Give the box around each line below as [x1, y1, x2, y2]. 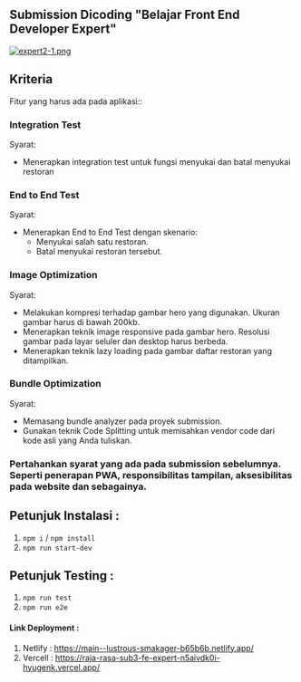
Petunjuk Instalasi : [9, 508, 120, 524]
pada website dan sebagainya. [9, 480, 148, 493]
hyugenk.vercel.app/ [22, 661, 101, 673]
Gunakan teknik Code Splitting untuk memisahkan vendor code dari [22, 425, 275, 436]
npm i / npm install [22, 532, 96, 543]
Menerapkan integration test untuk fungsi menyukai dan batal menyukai [22, 156, 291, 167]
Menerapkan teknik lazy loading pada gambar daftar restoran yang [22, 345, 272, 356]
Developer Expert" [9, 22, 117, 37]
